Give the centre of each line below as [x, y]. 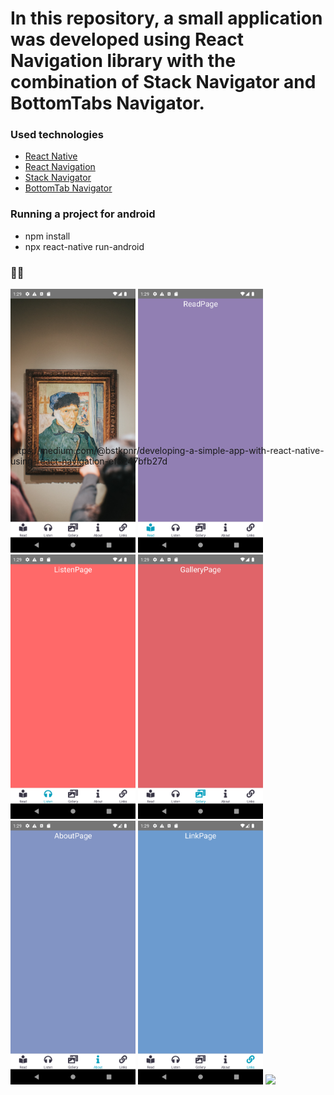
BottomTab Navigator [68, 188]
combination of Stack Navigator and [163, 82]
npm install [47, 236]
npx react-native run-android [84, 246]
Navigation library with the [123, 61]
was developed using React [127, 39]
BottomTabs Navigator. [107, 103]
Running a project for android [83, 214]
